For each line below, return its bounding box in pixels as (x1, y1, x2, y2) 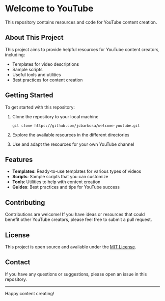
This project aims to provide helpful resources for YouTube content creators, (5, 46, 160, 52)
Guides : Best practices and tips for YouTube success (12, 184, 120, 190)
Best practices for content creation (12, 77, 83, 82)
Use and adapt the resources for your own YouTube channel (12, 141, 134, 147)
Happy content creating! (5, 290, 55, 296)
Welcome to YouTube (5, 3, 94, 14)
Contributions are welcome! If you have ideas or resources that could (5, 212, 145, 218)
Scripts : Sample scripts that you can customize (12, 174, 109, 180)
